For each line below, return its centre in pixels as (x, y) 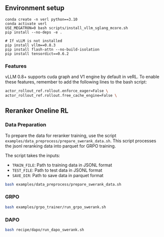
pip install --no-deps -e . (34, 32)
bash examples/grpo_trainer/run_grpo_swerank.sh (56, 207)
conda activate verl (26, 24)
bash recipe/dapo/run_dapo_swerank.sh (45, 230)
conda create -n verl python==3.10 (41, 19)
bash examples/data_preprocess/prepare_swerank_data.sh (63, 184)
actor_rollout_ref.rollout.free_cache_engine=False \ (61, 95)
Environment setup (35, 8)
